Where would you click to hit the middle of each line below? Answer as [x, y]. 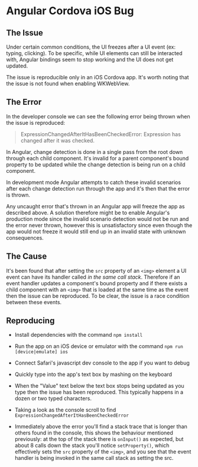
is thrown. [18, 195]
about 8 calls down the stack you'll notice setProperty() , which [92, 446]
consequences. [25, 237]
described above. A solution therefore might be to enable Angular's [88, 212]
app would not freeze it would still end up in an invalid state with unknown [96, 231]
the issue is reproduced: [36, 123]
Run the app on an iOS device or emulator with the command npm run [99, 346]
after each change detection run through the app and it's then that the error [98, 188]
